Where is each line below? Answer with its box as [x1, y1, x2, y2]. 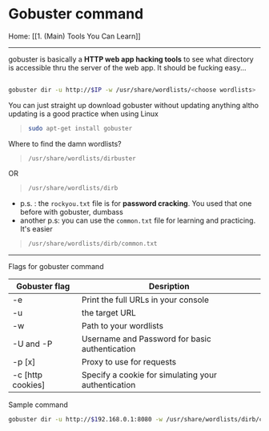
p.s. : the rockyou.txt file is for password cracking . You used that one [19, 199, 252, 208]
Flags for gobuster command [8, 262, 104, 272]
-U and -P [12, 338, 53, 349]
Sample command [8, 400, 68, 409]
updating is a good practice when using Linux [8, 109, 159, 119]
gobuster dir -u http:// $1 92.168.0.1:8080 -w [8, 416, 163, 424]
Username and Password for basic [81, 333, 212, 344]
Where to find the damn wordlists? [8, 139, 122, 148]
